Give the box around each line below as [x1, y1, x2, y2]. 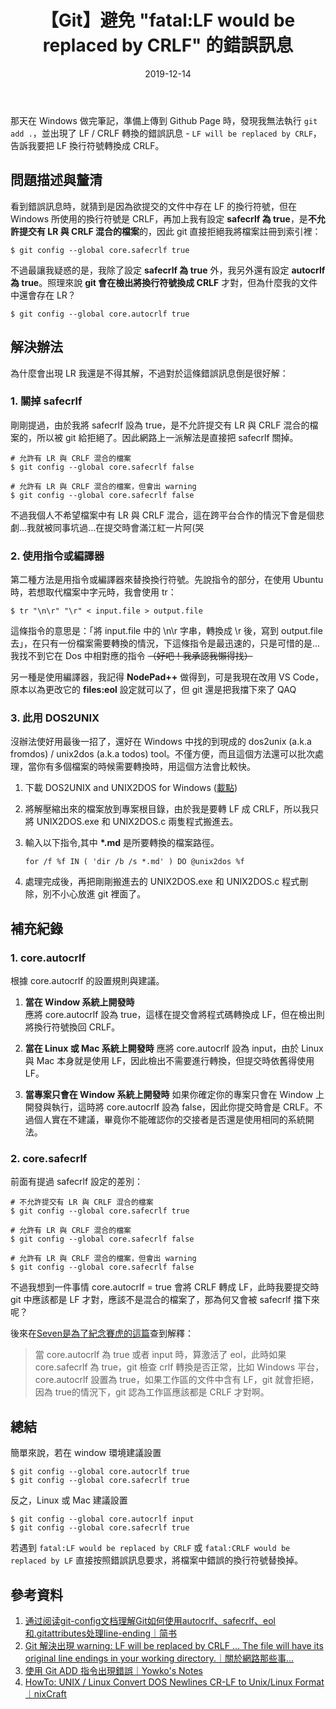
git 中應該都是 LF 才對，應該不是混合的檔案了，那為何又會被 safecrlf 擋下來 [10, 1294, 320, 1306]
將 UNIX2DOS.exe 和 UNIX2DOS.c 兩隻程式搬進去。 [24, 816, 239, 828]
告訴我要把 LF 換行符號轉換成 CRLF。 [10, 139, 165, 151]
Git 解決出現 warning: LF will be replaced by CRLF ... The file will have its [24, 1640, 324, 1652]
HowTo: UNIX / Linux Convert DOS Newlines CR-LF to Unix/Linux [24, 1676, 293, 1688]
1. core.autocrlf [10, 951, 87, 965]
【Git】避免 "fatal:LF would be [40, 9, 296, 32]
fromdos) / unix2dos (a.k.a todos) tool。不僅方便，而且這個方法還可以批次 [10, 748, 316, 760]
